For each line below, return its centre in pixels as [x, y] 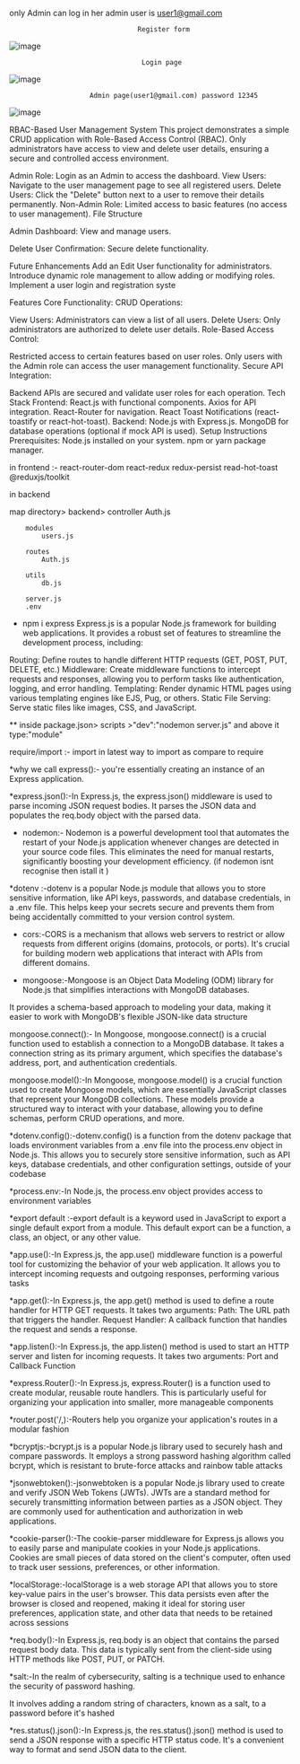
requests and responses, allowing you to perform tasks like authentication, [147, 679]
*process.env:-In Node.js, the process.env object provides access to [136, 1191]
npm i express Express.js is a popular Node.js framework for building [149, 623]
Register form [164, 30]
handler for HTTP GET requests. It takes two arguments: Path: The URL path [150, 1310]
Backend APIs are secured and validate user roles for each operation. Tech [147, 393]
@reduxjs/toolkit [39, 477]
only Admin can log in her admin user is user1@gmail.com [116, 13]
